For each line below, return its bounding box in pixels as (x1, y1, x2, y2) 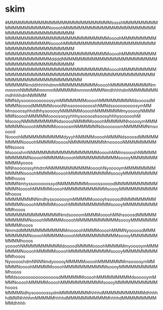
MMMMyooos (5, 160, 33, 166)
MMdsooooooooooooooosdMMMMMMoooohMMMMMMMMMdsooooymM (5, 274, 157, 280)
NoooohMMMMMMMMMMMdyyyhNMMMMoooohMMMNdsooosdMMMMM (5, 133, 159, 140)
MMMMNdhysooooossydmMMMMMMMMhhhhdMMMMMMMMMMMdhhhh (5, 289, 158, 295)
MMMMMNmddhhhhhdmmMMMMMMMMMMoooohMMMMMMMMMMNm (5, 82, 156, 88)
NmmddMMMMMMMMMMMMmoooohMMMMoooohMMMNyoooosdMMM (5, 227, 156, 233)
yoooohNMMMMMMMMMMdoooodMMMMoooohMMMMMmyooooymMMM (5, 243, 159, 249)
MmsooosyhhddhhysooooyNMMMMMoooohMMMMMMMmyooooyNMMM (5, 108, 155, 113)
